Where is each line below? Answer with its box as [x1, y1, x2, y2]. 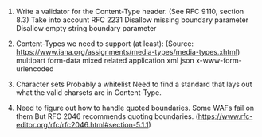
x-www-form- [195, 55, 242, 65]
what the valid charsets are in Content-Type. [15, 88, 162, 97]
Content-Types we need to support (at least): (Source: [15, 39, 194, 48]
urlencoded [15, 64, 54, 74]
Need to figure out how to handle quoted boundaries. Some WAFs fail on [15, 103, 255, 112]
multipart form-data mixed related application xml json [15, 55, 194, 65]
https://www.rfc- [197, 112, 253, 121]
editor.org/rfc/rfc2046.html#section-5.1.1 [15, 120, 149, 129]
